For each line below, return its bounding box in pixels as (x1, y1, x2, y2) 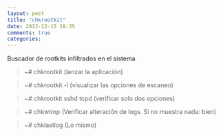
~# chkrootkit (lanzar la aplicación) (23, 68, 123, 76)
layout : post (7, 10, 45, 17)
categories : (7, 36, 41, 43)
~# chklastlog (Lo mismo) (23, 121, 97, 129)
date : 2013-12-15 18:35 (7, 23, 76, 30)
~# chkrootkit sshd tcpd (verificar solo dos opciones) (23, 94, 176, 103)
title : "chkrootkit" (7, 16, 67, 23)
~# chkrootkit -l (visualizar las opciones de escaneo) (23, 81, 174, 89)
